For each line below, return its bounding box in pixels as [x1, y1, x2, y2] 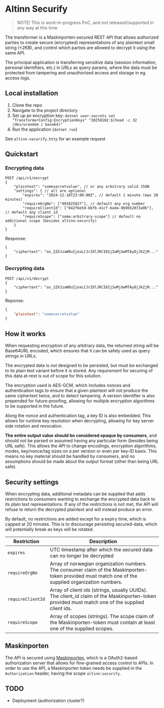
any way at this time [17, 24, 58, 30]
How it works [5, 329, 46, 338]
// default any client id [5, 210, 58, 215]
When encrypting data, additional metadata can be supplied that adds [5, 491, 145, 497]
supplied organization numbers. [49, 578, 123, 585]
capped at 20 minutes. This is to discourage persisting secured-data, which [5, 521, 158, 527]
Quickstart [5, 150, 39, 159]
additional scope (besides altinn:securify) [5, 219, 97, 224]
